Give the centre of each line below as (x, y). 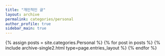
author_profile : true (28, 24)
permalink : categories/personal (39, 19)
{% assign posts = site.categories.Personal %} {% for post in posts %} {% (83, 42)
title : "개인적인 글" (25, 10)
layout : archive (22, 14)
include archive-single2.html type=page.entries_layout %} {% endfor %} (81, 48)
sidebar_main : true (26, 28)
